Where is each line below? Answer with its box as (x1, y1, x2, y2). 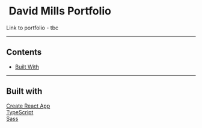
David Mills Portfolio (8, 4, 111, 18)
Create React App (6, 102, 50, 109)
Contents (6, 47, 42, 58)
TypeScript (6, 108, 34, 115)
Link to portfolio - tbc (6, 24, 59, 31)
